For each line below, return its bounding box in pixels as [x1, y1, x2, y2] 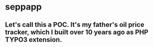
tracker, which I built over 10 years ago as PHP [5, 28, 149, 36]
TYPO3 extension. [5, 35, 62, 44]
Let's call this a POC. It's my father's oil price [5, 21, 145, 29]
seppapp [5, 1, 42, 12]
